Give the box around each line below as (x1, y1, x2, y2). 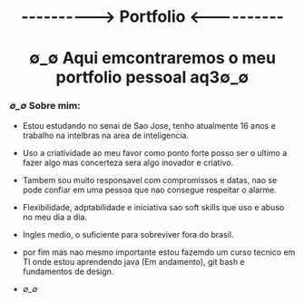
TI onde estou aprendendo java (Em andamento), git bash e (22, 256, 245, 267)
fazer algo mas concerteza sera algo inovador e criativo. (22, 157, 234, 168)
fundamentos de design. (22, 266, 114, 277)
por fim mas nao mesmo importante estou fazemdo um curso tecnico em (22, 247, 296, 258)
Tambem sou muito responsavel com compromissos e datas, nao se (22, 174, 278, 185)
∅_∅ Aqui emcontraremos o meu (28, 48, 277, 69)
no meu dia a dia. (22, 211, 88, 222)
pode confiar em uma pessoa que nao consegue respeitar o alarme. (22, 184, 277, 195)
